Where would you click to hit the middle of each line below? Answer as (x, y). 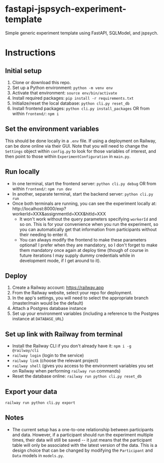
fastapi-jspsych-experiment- (66, 9)
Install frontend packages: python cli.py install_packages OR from (81, 108)
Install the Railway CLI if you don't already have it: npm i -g (72, 346)
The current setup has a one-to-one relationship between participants (83, 429)
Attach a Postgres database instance (49, 309)
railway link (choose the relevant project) (55, 361)
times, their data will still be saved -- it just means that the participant (82, 440)
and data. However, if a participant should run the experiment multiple (82, 435)
